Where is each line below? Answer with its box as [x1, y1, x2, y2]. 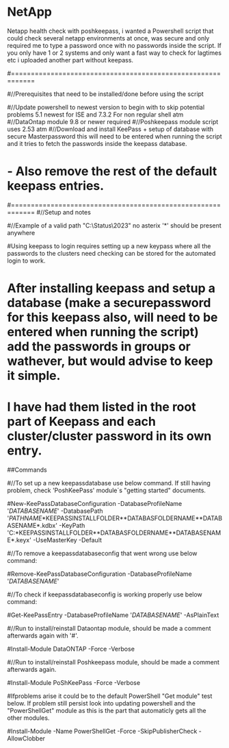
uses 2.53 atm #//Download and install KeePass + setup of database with [7, 125, 214, 133]
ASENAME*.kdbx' [7, 522, 58, 529]
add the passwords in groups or [7, 339, 191, 354]
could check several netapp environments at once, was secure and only [7, 34, 210, 42]
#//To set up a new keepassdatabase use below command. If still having [7, 479, 211, 487]
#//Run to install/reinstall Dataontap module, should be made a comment [7, 625, 211, 632]
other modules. [7, 714, 50, 722]
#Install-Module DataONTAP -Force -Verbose [7, 645, 135, 653]
